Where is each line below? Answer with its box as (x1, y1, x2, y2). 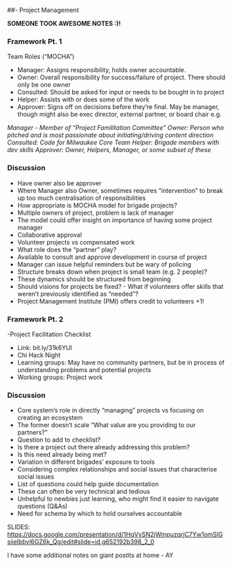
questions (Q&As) (17, 502, 68, 510)
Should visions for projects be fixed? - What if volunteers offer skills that (17, 282, 224, 290)
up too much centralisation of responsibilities (17, 194, 146, 202)
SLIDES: (7, 523, 30, 531)
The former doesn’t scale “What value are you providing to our (17, 421, 196, 429)
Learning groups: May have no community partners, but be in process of (17, 358, 225, 367)
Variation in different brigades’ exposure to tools (17, 458, 155, 466)
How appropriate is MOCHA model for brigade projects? (17, 201, 178, 209)
